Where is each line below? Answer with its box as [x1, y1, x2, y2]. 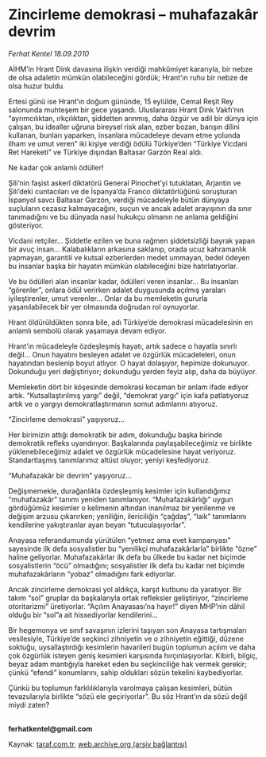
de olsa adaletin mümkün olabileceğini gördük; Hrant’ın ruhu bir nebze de [8, 72, 249, 82]
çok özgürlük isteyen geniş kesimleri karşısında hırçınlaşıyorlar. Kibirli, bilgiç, [8, 650, 258, 660]
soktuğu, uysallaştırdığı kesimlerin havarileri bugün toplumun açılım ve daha [8, 642, 256, 652]
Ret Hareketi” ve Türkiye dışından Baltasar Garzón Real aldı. [8, 147, 203, 157]
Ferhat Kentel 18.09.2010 [8, 49, 90, 58]
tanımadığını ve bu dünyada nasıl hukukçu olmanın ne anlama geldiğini [8, 212, 238, 221]
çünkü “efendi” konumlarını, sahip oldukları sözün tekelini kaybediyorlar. [8, 667, 244, 677]
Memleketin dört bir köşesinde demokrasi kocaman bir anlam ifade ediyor [8, 382, 249, 392]
